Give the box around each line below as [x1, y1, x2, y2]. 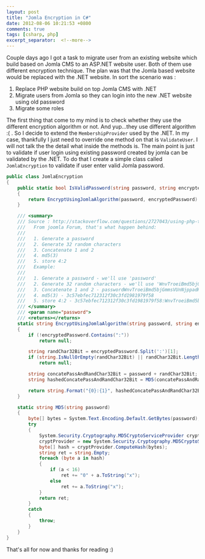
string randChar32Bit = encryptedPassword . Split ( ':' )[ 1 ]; [28, 349, 179, 355]
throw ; [38, 518, 56, 524]
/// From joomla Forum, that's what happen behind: [17, 224, 157, 230]
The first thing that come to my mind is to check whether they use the [6, 116, 182, 124]
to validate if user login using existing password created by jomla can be [6, 149, 188, 156]
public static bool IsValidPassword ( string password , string [17, 185, 176, 191]
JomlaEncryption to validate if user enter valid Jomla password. [6, 162, 165, 169]
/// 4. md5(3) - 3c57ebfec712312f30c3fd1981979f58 [17, 292, 154, 299]
